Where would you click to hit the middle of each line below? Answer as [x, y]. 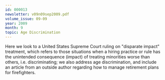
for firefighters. [20, 72]
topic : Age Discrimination [33, 32]
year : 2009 [16, 23]
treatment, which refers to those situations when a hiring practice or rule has [83, 52]
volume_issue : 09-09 [26, 19]
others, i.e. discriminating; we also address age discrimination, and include [81, 62]
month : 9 [14, 28]
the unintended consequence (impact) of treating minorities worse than [78, 57]
